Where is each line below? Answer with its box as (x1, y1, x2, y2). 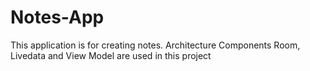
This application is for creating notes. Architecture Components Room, (10, 39, 301, 51)
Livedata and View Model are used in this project (10, 49, 212, 61)
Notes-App (10, 6, 105, 29)
